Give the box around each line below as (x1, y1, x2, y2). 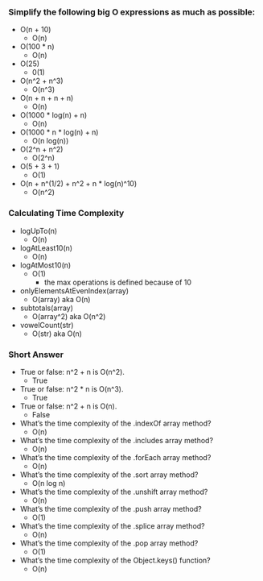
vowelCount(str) (19, 320, 74, 330)
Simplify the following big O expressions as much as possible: (8, 6, 256, 18)
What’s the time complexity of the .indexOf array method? (19, 418, 212, 428)
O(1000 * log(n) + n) (19, 110, 88, 120)
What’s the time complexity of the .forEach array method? (19, 452, 212, 462)
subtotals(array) (19, 303, 74, 313)
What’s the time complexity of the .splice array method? (19, 521, 205, 530)
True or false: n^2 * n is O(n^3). (19, 384, 124, 393)
